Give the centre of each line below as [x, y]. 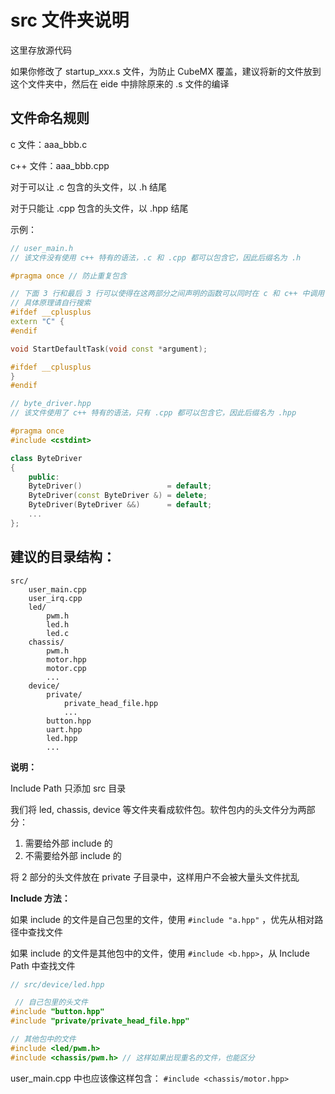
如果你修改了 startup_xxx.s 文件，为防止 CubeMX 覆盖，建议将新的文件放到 [166, 71]
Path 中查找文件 [43, 965]
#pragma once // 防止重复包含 [68, 276]
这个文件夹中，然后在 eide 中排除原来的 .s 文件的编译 [120, 83]
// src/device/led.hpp [57, 984]
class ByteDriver [46, 458]
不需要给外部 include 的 [73, 855]
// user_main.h [42, 248]
